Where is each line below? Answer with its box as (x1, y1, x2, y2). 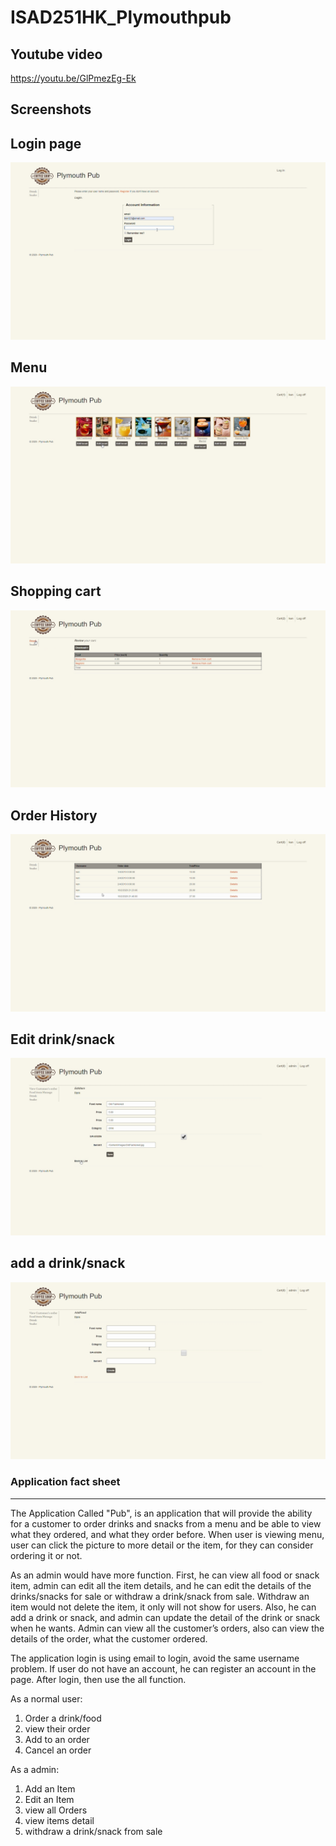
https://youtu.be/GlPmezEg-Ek (10, 72, 137, 84)
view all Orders (24, 1804, 88, 1816)
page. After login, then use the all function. (10, 1673, 187, 1685)
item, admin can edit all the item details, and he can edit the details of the (10, 1579, 312, 1591)
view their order (24, 1722, 91, 1735)
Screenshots (10, 101, 92, 118)
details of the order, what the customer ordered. (10, 1632, 208, 1645)
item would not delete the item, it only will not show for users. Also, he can (10, 1601, 317, 1613)
